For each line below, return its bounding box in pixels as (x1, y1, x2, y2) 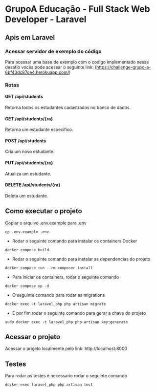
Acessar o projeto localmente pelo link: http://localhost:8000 (5, 346, 128, 351)
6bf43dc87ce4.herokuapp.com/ (5, 69, 69, 75)
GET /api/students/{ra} (5, 116, 53, 122)
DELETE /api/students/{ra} (5, 182, 61, 188)
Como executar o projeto (5, 207, 82, 216)
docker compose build (5, 247, 49, 252)
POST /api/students (5, 138, 46, 144)
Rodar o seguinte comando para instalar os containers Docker (12, 238, 137, 244)
